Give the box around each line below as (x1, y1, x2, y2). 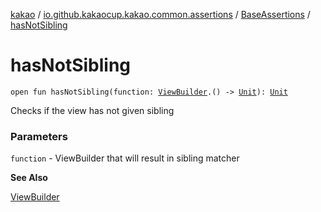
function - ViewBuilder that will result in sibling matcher (10, 152, 240, 164)
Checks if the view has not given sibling (10, 104, 175, 116)
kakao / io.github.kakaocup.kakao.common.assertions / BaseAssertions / (10, 9, 311, 20)
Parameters (10, 129, 68, 143)
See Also (10, 172, 48, 184)
